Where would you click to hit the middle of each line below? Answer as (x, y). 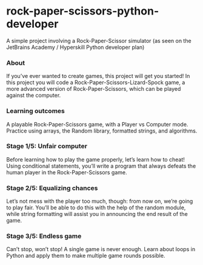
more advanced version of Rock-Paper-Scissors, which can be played (94, 89)
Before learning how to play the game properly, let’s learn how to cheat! (95, 159)
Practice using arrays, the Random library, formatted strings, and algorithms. (102, 131)
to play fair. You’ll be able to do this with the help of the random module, (96, 208)
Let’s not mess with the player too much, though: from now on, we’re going (100, 201)
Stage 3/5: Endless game (44, 236)
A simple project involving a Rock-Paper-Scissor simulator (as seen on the (99, 41)
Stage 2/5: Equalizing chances (52, 188)
